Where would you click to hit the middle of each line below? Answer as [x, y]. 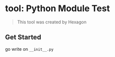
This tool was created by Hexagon [52, 22]
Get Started [23, 37]
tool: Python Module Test [57, 9]
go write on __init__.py [29, 49]
